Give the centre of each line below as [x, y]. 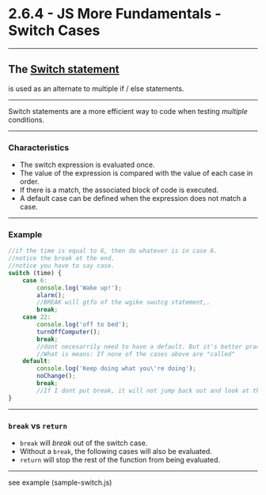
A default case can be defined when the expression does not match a [133, 198]
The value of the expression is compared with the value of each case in [136, 173]
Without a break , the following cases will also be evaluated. [116, 452]
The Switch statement [64, 69]
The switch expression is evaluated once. [87, 165]
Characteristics [39, 147]
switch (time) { [35, 273]
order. [29, 182]
